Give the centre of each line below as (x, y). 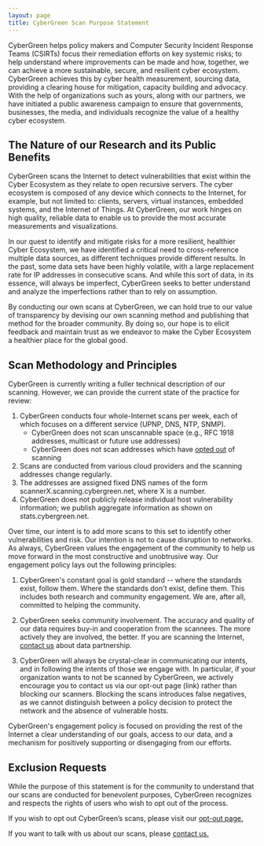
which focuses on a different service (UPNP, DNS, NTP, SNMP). (123, 425)
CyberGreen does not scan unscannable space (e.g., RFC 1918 (132, 432)
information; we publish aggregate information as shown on (116, 508)
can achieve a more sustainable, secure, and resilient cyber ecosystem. (124, 70)
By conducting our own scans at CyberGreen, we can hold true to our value (130, 307)
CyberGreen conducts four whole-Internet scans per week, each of (128, 416)
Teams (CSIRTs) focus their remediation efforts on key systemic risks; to (125, 53)
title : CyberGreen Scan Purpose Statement (79, 23)
